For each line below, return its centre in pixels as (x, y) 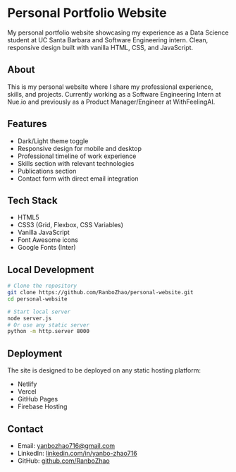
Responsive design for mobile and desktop (80, 148)
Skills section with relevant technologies (76, 163)
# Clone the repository (42, 286)
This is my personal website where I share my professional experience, (110, 87)
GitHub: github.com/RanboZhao (64, 461)
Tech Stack (32, 200)
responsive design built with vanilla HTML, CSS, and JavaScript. (100, 47)
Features (27, 124)
